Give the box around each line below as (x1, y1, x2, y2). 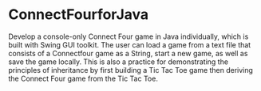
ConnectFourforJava (8, 6, 149, 24)
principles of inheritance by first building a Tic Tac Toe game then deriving (8, 65, 254, 74)
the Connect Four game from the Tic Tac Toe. (8, 74, 158, 83)
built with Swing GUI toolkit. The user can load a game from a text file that (8, 40, 251, 49)
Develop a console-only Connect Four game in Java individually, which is (8, 32, 249, 41)
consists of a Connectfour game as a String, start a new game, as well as (8, 48, 248, 58)
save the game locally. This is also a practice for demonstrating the (8, 57, 229, 66)
